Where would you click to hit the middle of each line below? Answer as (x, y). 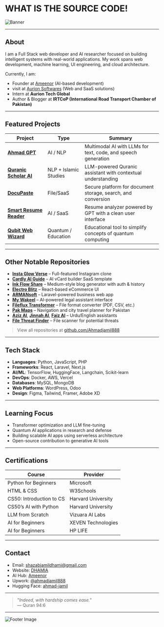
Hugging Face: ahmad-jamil (40, 586)
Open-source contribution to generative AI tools (60, 441)
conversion (98, 199)
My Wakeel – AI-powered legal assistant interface (62, 300)
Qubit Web (20, 230)
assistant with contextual (113, 173)
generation (97, 158)
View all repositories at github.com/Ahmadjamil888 (68, 330)
